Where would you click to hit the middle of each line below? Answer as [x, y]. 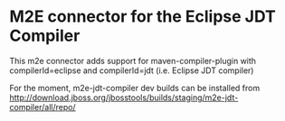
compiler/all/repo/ [43, 107]
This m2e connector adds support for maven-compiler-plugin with [133, 60]
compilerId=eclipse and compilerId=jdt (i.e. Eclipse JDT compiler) [132, 70]
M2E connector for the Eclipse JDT [142, 17]
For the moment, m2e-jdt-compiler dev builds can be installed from [135, 88]
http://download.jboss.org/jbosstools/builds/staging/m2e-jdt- [124, 98]
